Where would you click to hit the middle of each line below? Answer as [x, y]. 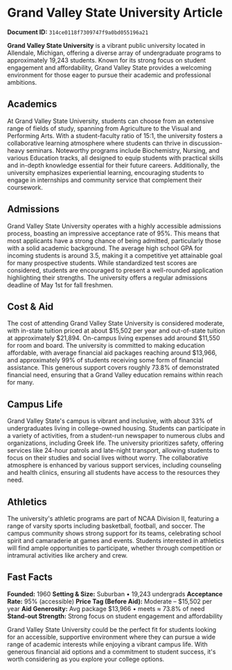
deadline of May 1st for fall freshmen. [60, 285]
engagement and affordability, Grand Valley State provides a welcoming [109, 67]
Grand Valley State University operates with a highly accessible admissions [114, 226]
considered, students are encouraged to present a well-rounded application [115, 270]
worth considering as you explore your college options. [86, 659]
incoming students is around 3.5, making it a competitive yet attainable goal [115, 256]
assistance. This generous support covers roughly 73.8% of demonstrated [113, 368]
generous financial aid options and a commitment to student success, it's [111, 651]
